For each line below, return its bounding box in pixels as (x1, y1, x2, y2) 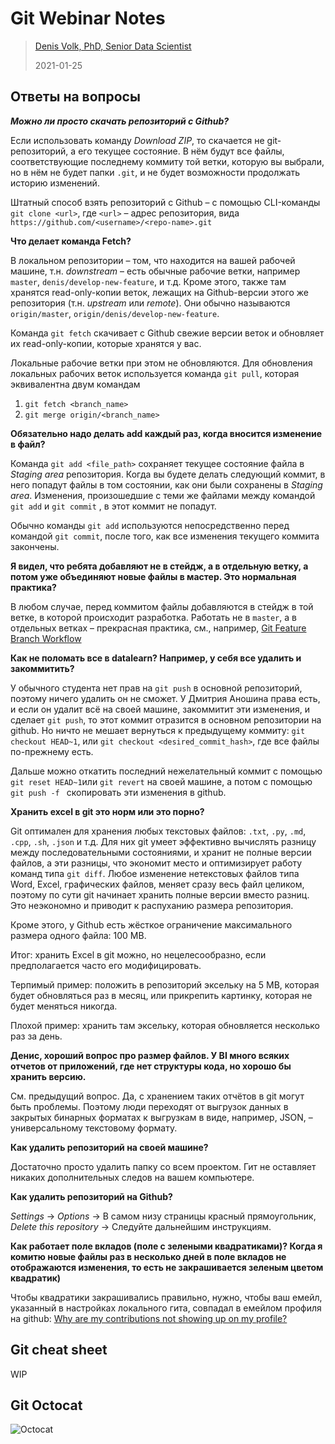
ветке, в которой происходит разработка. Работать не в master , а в (10, 611, 297, 623)
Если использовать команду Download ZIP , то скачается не (10, 134, 265, 146)
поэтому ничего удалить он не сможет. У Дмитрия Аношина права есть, (10, 692, 321, 704)
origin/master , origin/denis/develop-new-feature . (10, 307, 220, 319)
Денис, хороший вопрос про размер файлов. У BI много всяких (10, 1049, 290, 1061)
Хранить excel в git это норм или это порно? (10, 805, 205, 817)
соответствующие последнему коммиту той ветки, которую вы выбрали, (10, 155, 325, 167)
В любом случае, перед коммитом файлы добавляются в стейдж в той (10, 600, 314, 612)
